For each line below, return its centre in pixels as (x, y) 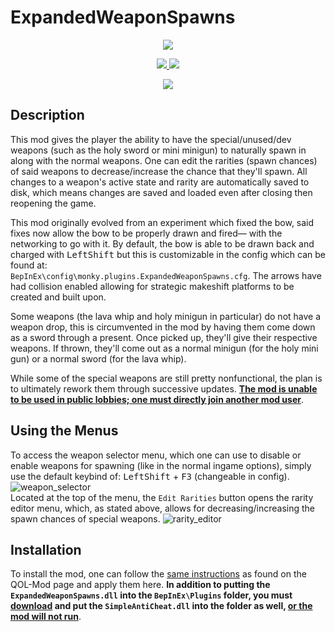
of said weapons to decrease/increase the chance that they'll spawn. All (159, 171)
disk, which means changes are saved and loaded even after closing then (161, 192)
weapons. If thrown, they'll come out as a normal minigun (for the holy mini (164, 348)
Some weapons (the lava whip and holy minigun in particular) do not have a (166, 316)
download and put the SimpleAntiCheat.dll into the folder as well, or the (161, 606)
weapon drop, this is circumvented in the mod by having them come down (163, 327)
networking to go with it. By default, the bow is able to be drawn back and (162, 243)
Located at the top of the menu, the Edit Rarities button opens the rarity (162, 497)
